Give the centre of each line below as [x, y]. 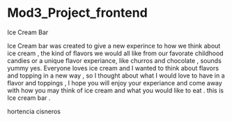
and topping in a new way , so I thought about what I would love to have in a [116, 76]
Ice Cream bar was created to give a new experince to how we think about [114, 45]
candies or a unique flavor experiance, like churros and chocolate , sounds [114, 60]
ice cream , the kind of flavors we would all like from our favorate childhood [116, 53]
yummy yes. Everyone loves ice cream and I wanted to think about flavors [113, 68]
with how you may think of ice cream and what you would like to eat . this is [116, 90]
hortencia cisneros [34, 111]
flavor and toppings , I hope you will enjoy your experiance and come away [115, 83]
